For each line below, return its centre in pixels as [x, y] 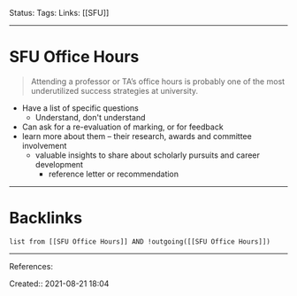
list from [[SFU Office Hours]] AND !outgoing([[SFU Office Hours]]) [140, 241]
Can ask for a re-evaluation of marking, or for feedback [122, 127]
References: [31, 266]
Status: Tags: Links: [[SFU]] [59, 13]
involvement [44, 145]
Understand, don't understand [90, 117]
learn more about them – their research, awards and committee [137, 136]
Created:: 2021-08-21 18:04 [59, 284]
